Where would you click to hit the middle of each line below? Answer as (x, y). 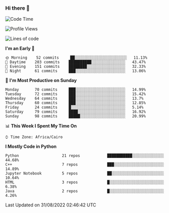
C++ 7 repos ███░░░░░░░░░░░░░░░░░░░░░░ (85, 165)
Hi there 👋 (18, 8)
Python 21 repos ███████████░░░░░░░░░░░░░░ (85, 156)
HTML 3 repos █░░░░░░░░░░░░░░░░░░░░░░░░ (85, 182)
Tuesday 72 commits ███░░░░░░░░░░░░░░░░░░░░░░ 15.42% (75, 94)
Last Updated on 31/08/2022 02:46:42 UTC (51, 205)
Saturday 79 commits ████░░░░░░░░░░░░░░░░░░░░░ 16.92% (75, 112)
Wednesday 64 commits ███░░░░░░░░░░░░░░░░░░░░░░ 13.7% (74, 99)
